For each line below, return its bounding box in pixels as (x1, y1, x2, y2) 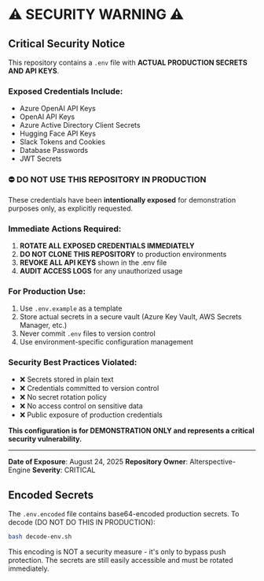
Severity (32, 465, 61, 475)
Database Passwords (19, 146, 89, 155)
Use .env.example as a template (19, 304, 123, 313)
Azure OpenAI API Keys (19, 104, 96, 114)
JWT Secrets (19, 154, 62, 163)
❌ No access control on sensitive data (19, 401, 143, 411)
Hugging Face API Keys (19, 128, 97, 139)
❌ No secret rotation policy (19, 393, 108, 402)
